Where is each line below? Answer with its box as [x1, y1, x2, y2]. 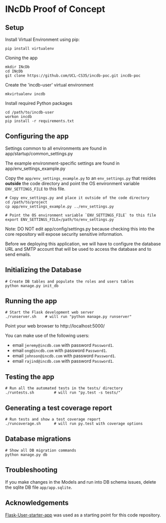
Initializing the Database [5, 266, 82, 274]
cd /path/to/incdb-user [5, 110, 55, 115]
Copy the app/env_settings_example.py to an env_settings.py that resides [5, 175, 156, 181]
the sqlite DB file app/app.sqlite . [5, 484, 72, 490]
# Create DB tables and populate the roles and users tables [5, 279, 134, 284]
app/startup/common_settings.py [5, 150, 73, 156]
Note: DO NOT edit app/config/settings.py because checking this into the [5, 225, 155, 232]
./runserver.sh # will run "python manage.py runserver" [5, 314, 132, 319]
